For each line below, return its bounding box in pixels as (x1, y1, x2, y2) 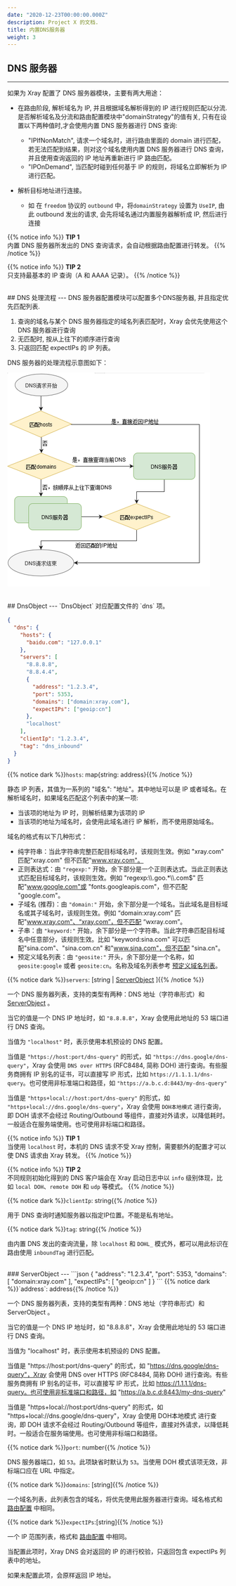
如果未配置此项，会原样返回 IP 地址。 (7, 1571, 115, 1579)
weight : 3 (7, 34, 37, 41)
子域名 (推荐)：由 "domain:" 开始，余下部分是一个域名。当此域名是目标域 (17, 899, 228, 908)
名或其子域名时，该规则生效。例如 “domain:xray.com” (17, 909, 173, 917)
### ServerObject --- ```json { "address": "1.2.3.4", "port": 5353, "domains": (7, 1269, 227, 1278)
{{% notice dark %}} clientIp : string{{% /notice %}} (7, 1196, 158, 1204)
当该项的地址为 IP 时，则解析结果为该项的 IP (17, 808, 145, 817)
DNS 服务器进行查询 (17, 326, 76, 334)
